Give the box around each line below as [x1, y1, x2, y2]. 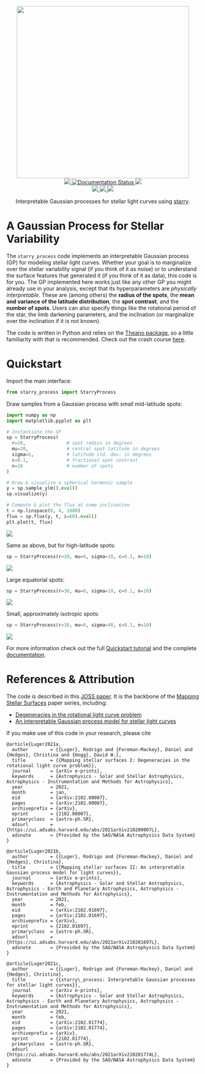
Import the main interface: [6, 377, 72, 385]
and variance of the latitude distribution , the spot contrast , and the [6, 297, 179, 305]
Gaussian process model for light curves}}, [6, 870, 122, 876]
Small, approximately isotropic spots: [6, 610, 100, 618]
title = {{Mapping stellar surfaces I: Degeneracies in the [12, 757, 190, 764]
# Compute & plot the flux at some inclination [6, 502, 130, 508]
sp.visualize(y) [6, 491, 48, 497]
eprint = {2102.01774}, [12, 1035, 92, 1042]
